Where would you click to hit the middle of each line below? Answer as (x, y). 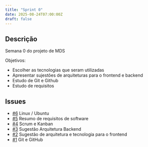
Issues (16, 101)
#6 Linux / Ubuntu (31, 113)
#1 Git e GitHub (28, 140)
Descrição (21, 39)
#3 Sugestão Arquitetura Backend (47, 129)
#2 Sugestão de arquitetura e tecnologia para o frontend (70, 134)
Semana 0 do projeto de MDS (35, 51)
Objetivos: (16, 60)
